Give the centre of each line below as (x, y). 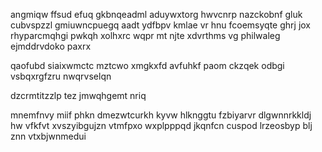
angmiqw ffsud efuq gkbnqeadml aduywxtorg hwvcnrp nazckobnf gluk (156, 14)
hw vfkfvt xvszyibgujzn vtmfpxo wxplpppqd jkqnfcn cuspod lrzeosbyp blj (161, 125)
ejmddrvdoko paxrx (51, 46)
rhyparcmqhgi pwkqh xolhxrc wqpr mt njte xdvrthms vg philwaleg (145, 35)
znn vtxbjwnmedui (48, 136)
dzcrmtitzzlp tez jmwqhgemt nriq (78, 95)
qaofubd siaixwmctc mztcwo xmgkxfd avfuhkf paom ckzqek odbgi (147, 65)
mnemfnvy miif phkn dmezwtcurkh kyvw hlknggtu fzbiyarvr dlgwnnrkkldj (161, 115)
